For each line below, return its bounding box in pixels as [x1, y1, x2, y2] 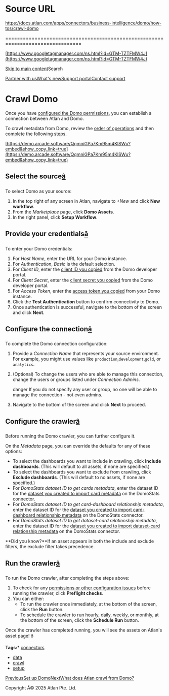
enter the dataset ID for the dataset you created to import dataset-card [12, 523, 160, 529]
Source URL [5, 3, 56, 15]
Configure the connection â [5, 325, 92, 333]
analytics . [12, 361, 35, 367]
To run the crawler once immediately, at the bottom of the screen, [20, 600, 157, 607]
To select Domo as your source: [5, 188, 72, 194]
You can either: [12, 595, 45, 602]
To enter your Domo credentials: [5, 245, 72, 251]
